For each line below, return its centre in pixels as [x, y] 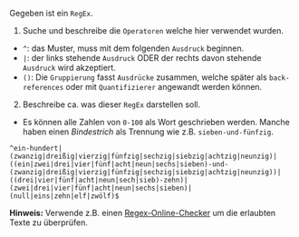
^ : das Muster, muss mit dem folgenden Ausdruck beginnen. [133, 48]
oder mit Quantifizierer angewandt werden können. [164, 87]
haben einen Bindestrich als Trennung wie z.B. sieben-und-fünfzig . [148, 132]
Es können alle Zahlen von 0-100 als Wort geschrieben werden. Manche [156, 122]
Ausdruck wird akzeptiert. [69, 68]
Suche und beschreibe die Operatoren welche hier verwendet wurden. [153, 30]
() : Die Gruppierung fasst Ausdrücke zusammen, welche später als [145, 77]
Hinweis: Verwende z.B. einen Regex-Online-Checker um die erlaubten [143, 213]
